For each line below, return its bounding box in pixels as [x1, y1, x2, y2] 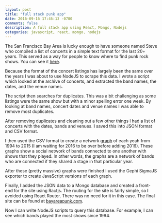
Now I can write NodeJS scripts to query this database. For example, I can [5, 207, 154, 213]
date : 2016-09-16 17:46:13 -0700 [5, 16, 73, 21]
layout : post [5, 7, 32, 12]
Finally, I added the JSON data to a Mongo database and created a [5, 183, 138, 188]
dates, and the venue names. [5, 84, 63, 89]
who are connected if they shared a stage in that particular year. [5, 159, 133, 164]
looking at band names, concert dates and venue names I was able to [5, 103, 144, 109]
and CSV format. [5, 129, 38, 134]
